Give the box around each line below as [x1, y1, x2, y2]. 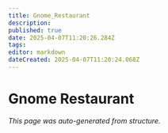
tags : [8, 41, 26, 49]
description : [8, 19, 52, 27]
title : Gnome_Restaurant [8, 11, 90, 20]
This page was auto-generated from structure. [8, 116, 161, 125]
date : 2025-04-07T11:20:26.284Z [8, 33, 115, 42]
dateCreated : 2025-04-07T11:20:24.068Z [8, 56, 140, 64]
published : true [8, 26, 62, 34]
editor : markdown [8, 48, 66, 56]
